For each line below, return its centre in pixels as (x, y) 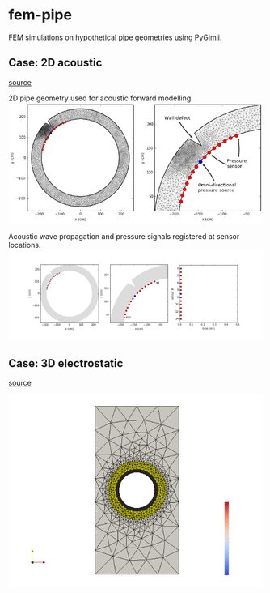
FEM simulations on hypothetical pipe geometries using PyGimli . (115, 37)
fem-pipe (40, 15)
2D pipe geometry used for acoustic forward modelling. (101, 98)
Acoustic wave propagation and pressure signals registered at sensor (124, 237)
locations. (25, 245)
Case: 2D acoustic (55, 63)
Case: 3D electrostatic (66, 363)
